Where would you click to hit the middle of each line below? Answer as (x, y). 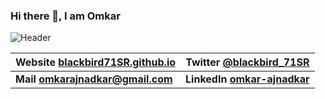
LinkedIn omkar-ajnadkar (247, 79)
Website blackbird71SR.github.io (96, 62)
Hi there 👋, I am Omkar (65, 16)
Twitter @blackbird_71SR (247, 62)
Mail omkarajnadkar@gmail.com (94, 79)
